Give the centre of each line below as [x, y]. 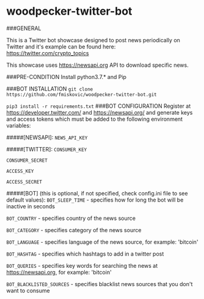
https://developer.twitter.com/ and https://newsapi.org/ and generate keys [100, 112]
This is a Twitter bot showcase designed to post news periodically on [93, 40]
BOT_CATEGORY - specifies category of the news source [74, 230]
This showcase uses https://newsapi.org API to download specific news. [97, 65]
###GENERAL [24, 28]
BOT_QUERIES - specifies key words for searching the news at [82, 265]
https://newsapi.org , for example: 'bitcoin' [59, 272]
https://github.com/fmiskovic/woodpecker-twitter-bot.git [82, 94]
